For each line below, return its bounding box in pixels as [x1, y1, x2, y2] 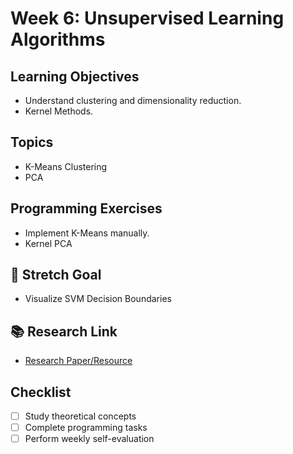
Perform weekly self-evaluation [24, 433, 155, 445]
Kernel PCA [24, 237, 73, 249]
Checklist [10, 383, 72, 401]
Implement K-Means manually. [24, 227, 150, 239]
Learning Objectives [10, 68, 140, 85]
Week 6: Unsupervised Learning [10, 7, 285, 30]
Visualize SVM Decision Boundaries [24, 293, 172, 305]
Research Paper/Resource [24, 355, 133, 367]
